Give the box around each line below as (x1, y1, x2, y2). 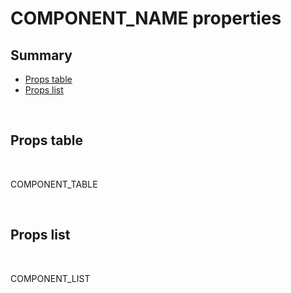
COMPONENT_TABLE (10, 178, 98, 190)
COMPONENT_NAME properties (10, 7, 282, 30)
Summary (10, 47, 73, 64)
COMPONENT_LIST (10, 272, 91, 284)
